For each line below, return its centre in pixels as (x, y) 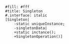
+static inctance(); (35, 32)
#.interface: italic (26, 15)
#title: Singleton (24, 11)
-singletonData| (31, 28)
